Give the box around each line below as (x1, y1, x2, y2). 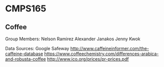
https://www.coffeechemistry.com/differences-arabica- (44, 51, 159, 57)
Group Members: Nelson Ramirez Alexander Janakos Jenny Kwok (5, 36, 141, 42)
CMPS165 (5, 3, 46, 14)
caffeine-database (5, 51, 43, 57)
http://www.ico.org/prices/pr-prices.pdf (46, 56, 129, 62)
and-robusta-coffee (5, 56, 46, 62)
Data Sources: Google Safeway (5, 46, 69, 51)
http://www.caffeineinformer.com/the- (70, 46, 149, 51)
